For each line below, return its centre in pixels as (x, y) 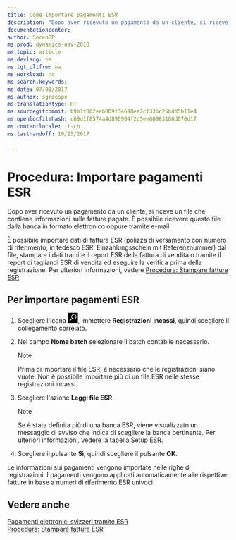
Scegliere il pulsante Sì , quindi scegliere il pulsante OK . (98, 454)
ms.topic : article (34, 52)
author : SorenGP (31, 37)
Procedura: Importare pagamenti (105, 177)
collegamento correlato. (52, 329)
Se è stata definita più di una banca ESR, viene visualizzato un (108, 425)
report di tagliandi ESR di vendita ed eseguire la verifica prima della (105, 263)
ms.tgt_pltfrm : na (34, 67)
